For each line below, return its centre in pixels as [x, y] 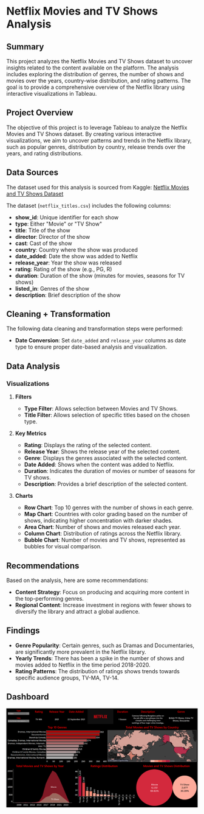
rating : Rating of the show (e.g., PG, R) [63, 269]
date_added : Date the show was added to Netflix [76, 256]
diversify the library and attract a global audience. [77, 611]
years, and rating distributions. [45, 153]
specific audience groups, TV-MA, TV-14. [67, 678]
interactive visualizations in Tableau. [52, 94]
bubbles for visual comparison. [63, 547]
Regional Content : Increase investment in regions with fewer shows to [103, 605]
